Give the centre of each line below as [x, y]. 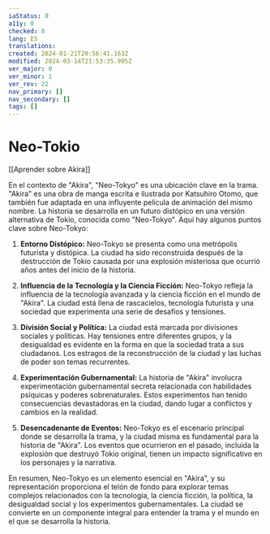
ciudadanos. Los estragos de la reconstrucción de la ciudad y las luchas [141, 354]
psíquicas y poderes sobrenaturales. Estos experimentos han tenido [133, 395]
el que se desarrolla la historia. [60, 522]
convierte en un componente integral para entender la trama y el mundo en [134, 513]
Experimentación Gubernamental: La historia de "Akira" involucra [131, 378]
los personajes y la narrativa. [69, 462]
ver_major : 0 [30, 69]
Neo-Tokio [44, 147]
